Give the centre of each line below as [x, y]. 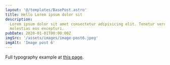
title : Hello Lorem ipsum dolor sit [44, 15]
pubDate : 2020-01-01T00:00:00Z [38, 33]
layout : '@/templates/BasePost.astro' [46, 10]
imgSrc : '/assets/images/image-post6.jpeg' [52, 38]
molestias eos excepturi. [37, 29]
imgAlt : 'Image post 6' [30, 43]
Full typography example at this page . [45, 57]
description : [19, 19]
